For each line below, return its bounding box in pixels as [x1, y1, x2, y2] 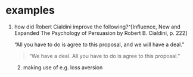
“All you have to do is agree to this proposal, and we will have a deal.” [14, 41, 185, 48]
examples [5, 4, 55, 17]
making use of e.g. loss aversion [23, 63, 103, 71]
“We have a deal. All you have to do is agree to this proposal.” [29, 52, 180, 59]
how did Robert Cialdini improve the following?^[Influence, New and [14, 23, 181, 30]
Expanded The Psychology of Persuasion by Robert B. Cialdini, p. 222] [14, 29, 188, 36]
